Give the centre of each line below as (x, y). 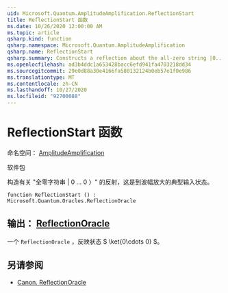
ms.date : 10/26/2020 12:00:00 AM (55, 26)
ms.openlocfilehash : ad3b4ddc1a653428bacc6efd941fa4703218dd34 (99, 65)
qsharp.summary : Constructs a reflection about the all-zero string (107, 58)
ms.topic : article (33, 33)
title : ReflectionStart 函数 (48, 20)
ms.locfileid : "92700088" (44, 97)
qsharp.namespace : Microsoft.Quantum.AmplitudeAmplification (96, 45)
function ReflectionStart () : (52, 195)
